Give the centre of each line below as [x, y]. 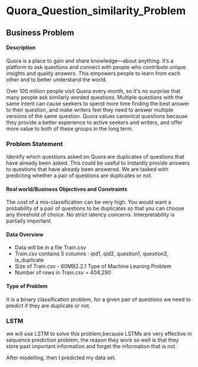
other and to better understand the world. [57, 79]
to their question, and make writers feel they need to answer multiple [90, 110]
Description [21, 48]
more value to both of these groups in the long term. [70, 129]
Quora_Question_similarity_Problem [96, 11]
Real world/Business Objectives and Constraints [67, 189]
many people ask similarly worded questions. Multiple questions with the [95, 97]
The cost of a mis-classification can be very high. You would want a [89, 202]
